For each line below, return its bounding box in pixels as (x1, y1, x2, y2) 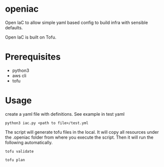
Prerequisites (5, 51, 61, 63)
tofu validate (5, 149, 34, 154)
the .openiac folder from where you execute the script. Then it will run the (5, 134, 154, 140)
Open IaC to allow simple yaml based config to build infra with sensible (5, 20, 148, 25)
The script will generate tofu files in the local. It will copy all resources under (5, 129, 159, 135)
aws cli (12, 72, 27, 79)
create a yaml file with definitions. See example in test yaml (5, 111, 125, 117)
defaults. (5, 24, 23, 30)
